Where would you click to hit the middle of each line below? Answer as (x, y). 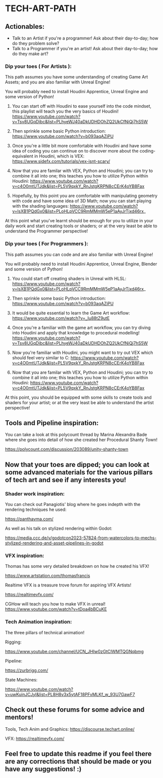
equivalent (23, 156)
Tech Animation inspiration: (38, 622)
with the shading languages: (40, 206)
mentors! (19, 717)
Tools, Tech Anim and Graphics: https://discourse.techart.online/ (70, 729)
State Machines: (21, 680)
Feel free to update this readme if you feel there (78, 754)
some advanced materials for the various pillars (79, 472)
